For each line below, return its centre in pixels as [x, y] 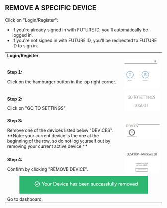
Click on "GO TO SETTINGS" [37, 108]
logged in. [23, 35]
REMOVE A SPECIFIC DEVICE [51, 8]
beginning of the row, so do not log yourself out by [59, 141]
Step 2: [15, 99]
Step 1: [15, 72]
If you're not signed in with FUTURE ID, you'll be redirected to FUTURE [84, 40]
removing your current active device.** [48, 146]
